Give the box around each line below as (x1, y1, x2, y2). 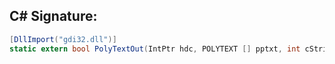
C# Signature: (9, 8, 98, 25)
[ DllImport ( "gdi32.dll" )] (9, 34, 117, 44)
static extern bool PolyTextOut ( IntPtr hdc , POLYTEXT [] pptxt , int (9, 44, 301, 54)
